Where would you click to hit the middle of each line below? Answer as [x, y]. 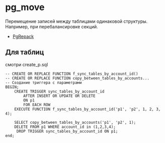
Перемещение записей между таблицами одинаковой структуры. [76, 21]
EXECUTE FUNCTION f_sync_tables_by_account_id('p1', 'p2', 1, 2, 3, [88, 109]
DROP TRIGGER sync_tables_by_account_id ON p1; [67, 131]
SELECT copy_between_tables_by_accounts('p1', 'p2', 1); [75, 122]
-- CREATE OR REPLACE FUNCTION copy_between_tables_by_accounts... [77, 78]
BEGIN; [12, 87]
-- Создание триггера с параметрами [44, 82]
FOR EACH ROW [37, 105]
